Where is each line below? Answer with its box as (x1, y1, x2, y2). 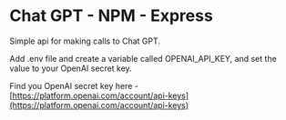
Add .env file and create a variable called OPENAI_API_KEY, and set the (9, 53, 278, 64)
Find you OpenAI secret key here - (9, 80, 139, 91)
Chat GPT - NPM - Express (9, 5, 214, 26)
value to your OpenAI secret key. (9, 63, 132, 74)
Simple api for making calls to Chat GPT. (9, 35, 161, 46)
